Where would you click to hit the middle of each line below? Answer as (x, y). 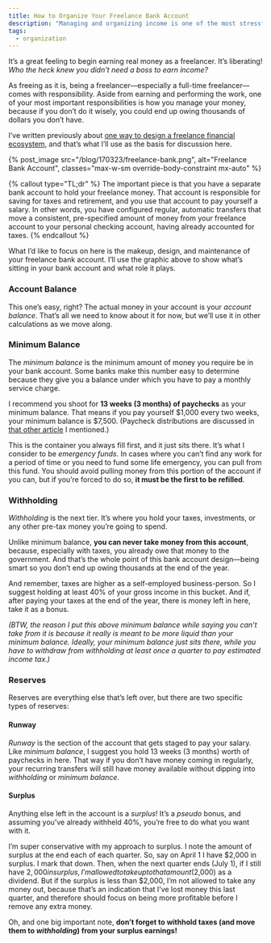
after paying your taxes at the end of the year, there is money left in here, (130, 601)
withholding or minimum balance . (64, 777)
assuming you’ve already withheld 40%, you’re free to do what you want (129, 822)
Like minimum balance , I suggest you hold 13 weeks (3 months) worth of (129, 751)
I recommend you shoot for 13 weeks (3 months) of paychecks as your (127, 404)
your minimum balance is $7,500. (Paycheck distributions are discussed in (131, 421)
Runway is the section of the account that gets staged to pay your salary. (130, 743)
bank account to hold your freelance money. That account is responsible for (134, 193)
